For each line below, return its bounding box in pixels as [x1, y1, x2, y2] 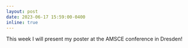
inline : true [6, 19, 38, 25]
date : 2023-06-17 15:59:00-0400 [6, 14, 85, 20]
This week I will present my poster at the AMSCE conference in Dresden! [6, 36, 183, 43]
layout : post [6, 8, 38, 15]
